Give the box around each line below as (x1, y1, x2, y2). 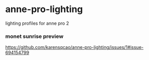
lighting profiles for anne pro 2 (5, 20, 69, 26)
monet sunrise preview (5, 33, 64, 40)
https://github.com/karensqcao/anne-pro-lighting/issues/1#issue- (5, 44, 144, 50)
